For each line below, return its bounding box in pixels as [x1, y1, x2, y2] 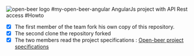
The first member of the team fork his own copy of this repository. [14, 24, 175, 30]
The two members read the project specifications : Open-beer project [14, 37, 184, 44]
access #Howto [6, 12, 44, 19]
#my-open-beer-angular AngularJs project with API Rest [51, 6, 188, 12]
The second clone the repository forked [14, 30, 111, 37]
